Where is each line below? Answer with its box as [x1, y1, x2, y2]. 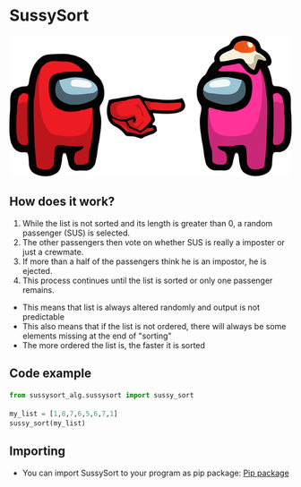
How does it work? [9, 194, 116, 209]
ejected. [21, 265, 53, 276]
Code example [9, 366, 92, 381]
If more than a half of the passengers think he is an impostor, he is [21, 256, 267, 267]
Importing [9, 444, 65, 459]
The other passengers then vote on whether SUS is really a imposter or [21, 236, 285, 247]
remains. [21, 284, 56, 295]
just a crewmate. [21, 246, 84, 257]
